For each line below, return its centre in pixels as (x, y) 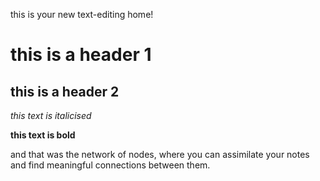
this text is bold (43, 135)
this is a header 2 (65, 91)
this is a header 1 (81, 55)
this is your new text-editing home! (82, 14)
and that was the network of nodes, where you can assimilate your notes (160, 154)
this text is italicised (51, 115)
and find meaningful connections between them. (110, 165)
